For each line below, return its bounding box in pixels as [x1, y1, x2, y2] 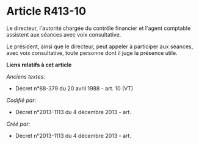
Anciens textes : [6, 73, 46, 80]
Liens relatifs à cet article [6, 61, 72, 68]
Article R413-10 [6, 4, 87, 18]
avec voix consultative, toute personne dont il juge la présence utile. [6, 49, 178, 56]
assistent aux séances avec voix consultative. [6, 31, 121, 38]
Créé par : [6, 120, 31, 128]
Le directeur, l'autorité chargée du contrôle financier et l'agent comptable [6, 24, 191, 32]
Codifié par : [6, 96, 37, 104]
